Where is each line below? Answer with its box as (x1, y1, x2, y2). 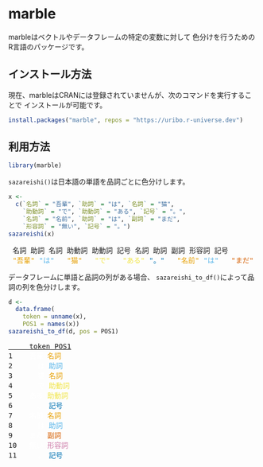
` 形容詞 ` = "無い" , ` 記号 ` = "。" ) (22, 222, 131, 231)
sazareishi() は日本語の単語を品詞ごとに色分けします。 (8, 177, 190, 187)
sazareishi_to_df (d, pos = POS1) (8, 328, 119, 336)
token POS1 (29, 341, 72, 351)
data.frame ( (15, 305, 56, 313)
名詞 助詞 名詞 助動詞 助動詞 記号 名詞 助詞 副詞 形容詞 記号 (12, 246, 229, 255)
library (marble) (8, 162, 62, 169)
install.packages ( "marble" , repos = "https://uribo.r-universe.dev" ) (8, 116, 244, 124)
